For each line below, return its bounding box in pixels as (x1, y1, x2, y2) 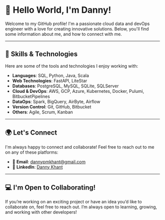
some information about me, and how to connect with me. (5, 31, 122, 37)
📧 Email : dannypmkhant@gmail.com (12, 159, 86, 165)
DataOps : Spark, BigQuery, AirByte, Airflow (12, 98, 101, 105)
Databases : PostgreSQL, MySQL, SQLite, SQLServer (12, 83, 119, 89)
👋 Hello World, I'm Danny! (5, 4, 111, 16)
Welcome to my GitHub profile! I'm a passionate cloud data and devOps (5, 21, 150, 27)
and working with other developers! (5, 209, 77, 215)
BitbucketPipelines (12, 93, 50, 99)
